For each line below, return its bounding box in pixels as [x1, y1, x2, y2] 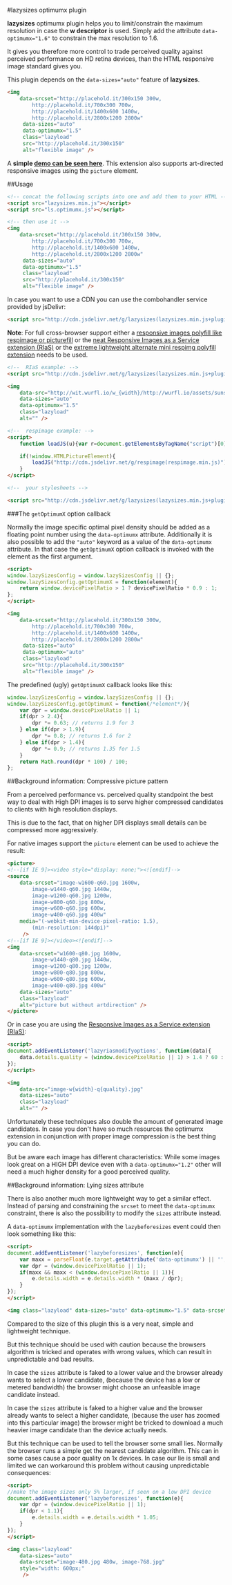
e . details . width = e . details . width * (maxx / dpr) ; [32, 1275, 184, 1282]
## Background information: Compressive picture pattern [7, 777, 168, 785]
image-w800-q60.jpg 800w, [32, 899, 107, 906]
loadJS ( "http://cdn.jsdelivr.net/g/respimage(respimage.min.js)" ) [32, 459, 227, 466]
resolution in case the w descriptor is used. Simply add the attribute [7, 27, 202, 35]
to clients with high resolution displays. [7, 805, 118, 814]
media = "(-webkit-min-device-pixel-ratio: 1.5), [19, 918, 159, 925]
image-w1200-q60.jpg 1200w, [32, 892, 113, 899]
